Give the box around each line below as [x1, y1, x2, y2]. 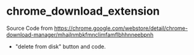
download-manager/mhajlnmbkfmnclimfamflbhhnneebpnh [6, 31, 154, 38]
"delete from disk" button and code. [15, 43, 106, 50]
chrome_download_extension [6, 4, 160, 18]
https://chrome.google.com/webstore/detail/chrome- [54, 24, 188, 32]
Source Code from [6, 24, 53, 32]
